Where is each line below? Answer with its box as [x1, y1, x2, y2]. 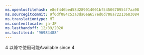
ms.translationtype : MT [5, 16, 55, 21]
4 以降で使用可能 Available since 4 [5, 45, 75, 50]
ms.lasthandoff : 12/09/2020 [5, 26, 64, 31]
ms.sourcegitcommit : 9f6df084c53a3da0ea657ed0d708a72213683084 [5, 12, 140, 17]
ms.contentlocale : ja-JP [5, 21, 57, 26]
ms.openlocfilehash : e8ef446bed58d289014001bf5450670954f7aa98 [5, 7, 140, 12]
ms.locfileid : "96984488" [5, 30, 59, 35]
